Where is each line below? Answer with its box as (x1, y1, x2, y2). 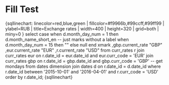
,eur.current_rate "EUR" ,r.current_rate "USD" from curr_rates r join (5, 47, 145, 53)
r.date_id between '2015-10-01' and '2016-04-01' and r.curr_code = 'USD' (5, 68, 158, 74)
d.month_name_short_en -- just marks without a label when (5, 36, 129, 42)
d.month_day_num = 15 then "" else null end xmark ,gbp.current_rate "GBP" (5, 41, 163, 48)
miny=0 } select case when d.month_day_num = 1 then (5, 31, 119, 37)
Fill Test (5, 4, 39, 15)
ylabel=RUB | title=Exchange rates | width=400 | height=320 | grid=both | (5, 25, 159, 31)
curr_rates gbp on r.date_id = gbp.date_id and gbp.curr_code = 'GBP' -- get (5, 58, 163, 64)
